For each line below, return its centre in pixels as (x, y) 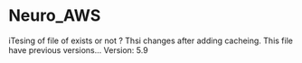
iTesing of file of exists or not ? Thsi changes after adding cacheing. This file (151, 40)
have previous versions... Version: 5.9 (78, 49)
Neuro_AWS (55, 16)
